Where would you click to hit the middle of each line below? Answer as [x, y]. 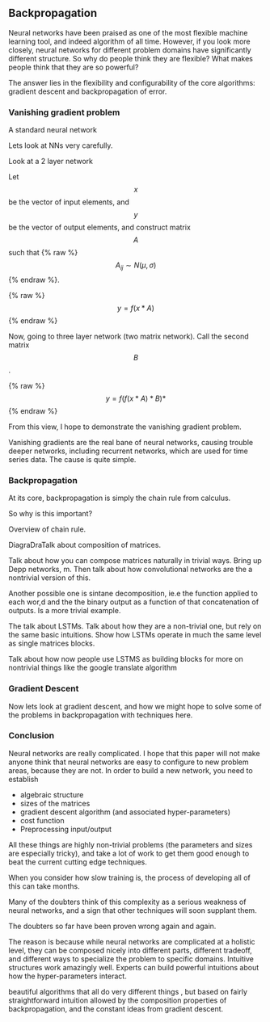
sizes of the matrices [55, 803]
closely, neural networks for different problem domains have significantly [130, 50]
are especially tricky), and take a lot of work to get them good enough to [129, 853]
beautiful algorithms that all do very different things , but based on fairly [128, 991]
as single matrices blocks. [52, 643]
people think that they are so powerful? [74, 67]
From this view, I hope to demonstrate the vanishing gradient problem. [125, 427]
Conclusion [32, 736]
